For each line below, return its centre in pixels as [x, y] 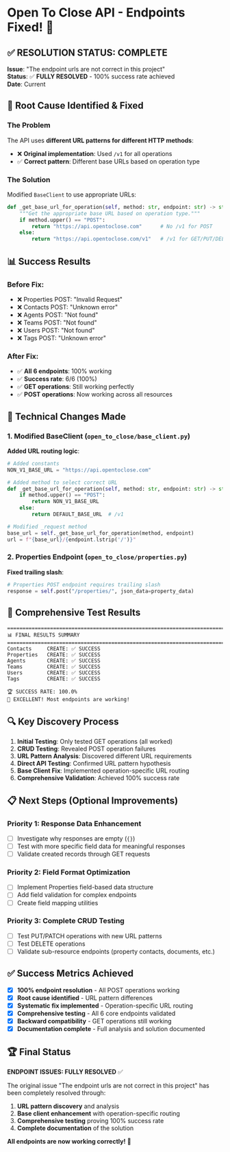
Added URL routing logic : [43, 451]
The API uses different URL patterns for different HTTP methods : [100, 140]
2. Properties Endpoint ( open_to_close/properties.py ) [97, 557]
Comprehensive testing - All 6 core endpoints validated [96, 1013]
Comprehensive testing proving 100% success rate [90, 1121]
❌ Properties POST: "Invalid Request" [70, 299]
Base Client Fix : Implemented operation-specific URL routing [103, 771]
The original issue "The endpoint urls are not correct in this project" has [108, 1086]
